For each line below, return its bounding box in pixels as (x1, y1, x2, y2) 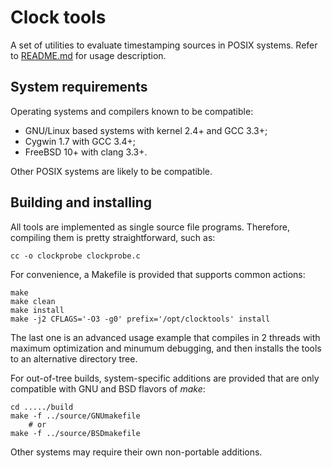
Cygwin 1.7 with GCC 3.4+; (24, 135, 137, 147)
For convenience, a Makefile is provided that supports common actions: (10, 268, 306, 280)
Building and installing (10, 194, 152, 211)
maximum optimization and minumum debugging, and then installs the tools (10, 342, 322, 354)
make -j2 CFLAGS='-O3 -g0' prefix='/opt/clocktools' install (10, 314, 271, 324)
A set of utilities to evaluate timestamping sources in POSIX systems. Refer (10, 39, 318, 51)
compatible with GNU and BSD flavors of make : (10, 382, 206, 395)
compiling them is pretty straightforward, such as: (10, 231, 216, 243)
